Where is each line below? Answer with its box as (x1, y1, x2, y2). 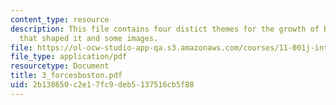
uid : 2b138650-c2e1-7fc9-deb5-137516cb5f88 (10, 80, 195, 90)
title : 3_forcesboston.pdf (10, 71, 123, 81)
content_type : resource (10, 14, 110, 25)
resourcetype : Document (10, 61, 110, 71)
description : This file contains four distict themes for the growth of (10, 24, 320, 34)
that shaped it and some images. (19, 33, 159, 43)
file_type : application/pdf (10, 52, 128, 62)
